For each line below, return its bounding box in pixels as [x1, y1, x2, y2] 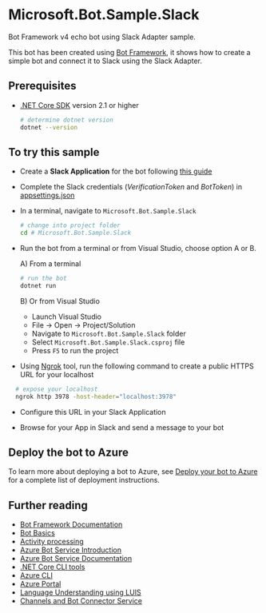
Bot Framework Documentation [19, 519, 123, 529]
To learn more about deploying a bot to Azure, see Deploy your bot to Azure [8, 467, 258, 476]
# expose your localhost [15, 385, 98, 393]
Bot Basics [19, 528, 56, 538]
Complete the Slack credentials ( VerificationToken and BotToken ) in [19, 182, 242, 192]
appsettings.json [19, 190, 75, 201]
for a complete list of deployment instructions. [8, 476, 160, 485]
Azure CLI [19, 571, 54, 580]
